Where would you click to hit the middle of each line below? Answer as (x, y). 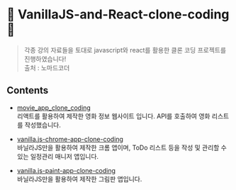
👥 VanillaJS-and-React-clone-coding (118, 15)
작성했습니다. (43, 125)
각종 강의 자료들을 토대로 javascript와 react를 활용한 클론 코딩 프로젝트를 (125, 50)
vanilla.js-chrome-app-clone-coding (70, 139)
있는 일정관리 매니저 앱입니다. (58, 156)
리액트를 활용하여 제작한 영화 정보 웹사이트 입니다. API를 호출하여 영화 (113, 116)
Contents (28, 90)
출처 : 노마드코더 (47, 67)
